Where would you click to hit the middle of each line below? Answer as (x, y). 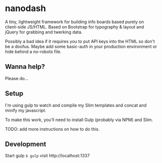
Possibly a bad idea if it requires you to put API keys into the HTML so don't (80, 41)
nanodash (26, 8)
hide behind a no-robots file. (33, 52)
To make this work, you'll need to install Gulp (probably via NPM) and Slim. (79, 120)
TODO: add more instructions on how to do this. (52, 129)
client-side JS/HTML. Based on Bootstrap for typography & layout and (74, 27)
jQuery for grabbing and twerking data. (44, 32)
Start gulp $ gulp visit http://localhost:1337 (47, 156)
